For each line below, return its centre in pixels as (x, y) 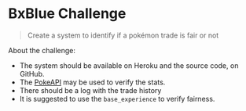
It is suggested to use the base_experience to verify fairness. (117, 98)
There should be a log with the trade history (90, 90)
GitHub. (32, 73)
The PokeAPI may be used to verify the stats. (92, 82)
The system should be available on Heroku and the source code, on (129, 65)
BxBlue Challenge (67, 14)
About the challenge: (42, 50)
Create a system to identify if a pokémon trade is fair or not (123, 35)
